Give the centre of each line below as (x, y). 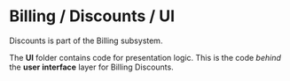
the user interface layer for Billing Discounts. (92, 67)
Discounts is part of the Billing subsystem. (86, 40)
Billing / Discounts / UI (92, 16)
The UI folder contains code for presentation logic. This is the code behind (145, 57)
